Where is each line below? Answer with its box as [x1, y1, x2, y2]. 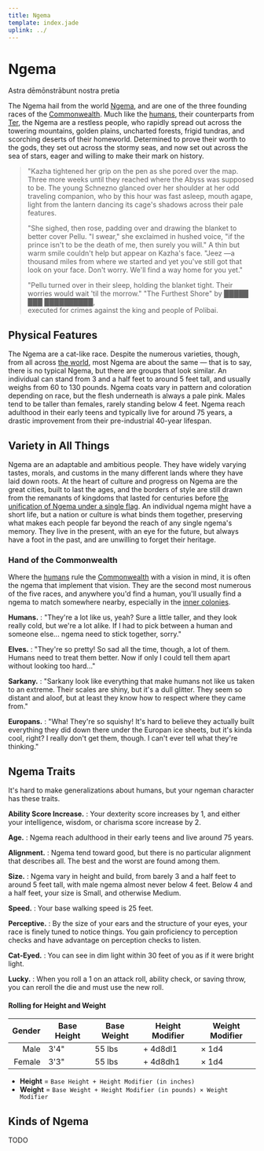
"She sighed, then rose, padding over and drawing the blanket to [27, 223, 237, 233]
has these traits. [8, 794, 60, 803]
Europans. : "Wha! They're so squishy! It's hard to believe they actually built [8, 717, 255, 726]
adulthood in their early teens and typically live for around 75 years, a [8, 408, 233, 417]
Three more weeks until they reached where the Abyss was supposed [27, 175, 254, 185]
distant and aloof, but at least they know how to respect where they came [8, 693, 246, 703]
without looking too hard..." [8, 661, 96, 671]
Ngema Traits [8, 764, 76, 778]
